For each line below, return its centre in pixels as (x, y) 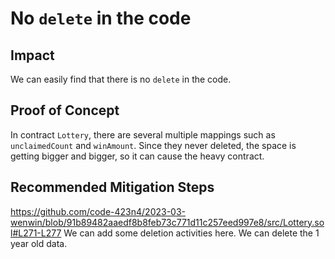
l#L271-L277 (36, 233)
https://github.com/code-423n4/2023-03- (98, 211)
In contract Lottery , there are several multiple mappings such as (143, 134)
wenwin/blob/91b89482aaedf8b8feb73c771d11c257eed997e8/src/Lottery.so (167, 222)
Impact (32, 55)
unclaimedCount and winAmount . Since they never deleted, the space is (153, 145)
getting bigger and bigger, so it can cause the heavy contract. (137, 156)
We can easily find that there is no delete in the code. (121, 79)
